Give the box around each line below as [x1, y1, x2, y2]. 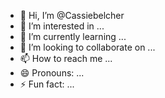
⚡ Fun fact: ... [19, 78, 75, 90]
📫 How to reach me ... [19, 53, 113, 64]
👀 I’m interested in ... [19, 20, 105, 32]
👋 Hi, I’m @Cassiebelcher [19, 10, 125, 21]
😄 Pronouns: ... [19, 67, 85, 79]
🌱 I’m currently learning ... [19, 31, 127, 42]
